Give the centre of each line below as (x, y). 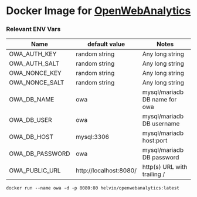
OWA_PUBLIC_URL (35, 171)
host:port (155, 141)
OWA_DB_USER (30, 120)
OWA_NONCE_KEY (35, 73)
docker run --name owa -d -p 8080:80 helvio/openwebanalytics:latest (93, 188)
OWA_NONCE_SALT (37, 83)
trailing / (154, 174)
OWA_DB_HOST (31, 137)
